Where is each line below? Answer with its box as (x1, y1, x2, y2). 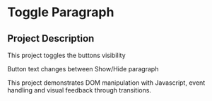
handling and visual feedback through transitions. (7, 86, 152, 94)
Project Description (7, 32, 95, 44)
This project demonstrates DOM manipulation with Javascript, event (7, 78, 206, 87)
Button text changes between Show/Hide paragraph (7, 65, 159, 73)
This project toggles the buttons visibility (7, 51, 126, 59)
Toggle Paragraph (7, 4, 114, 20)
